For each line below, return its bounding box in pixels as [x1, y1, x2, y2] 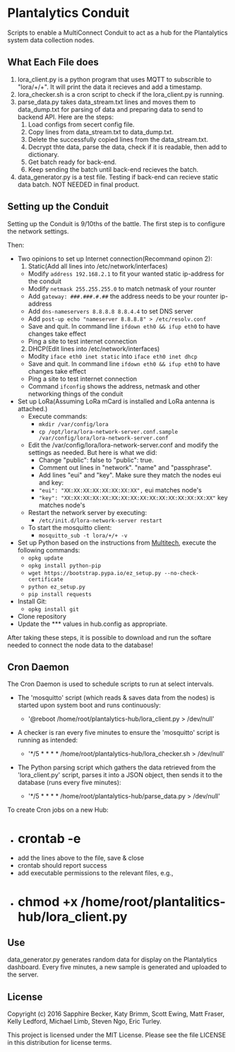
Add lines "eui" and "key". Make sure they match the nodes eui [38, 471, 222, 479]
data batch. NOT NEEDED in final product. [17, 180, 140, 189]
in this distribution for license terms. [7, 1039, 112, 1047]
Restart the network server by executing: [28, 508, 147, 516]
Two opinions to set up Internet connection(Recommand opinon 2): [17, 254, 213, 263]
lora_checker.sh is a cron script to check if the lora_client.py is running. [17, 90, 224, 98]
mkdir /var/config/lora [38, 420, 109, 428]
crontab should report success [17, 861, 107, 870]
